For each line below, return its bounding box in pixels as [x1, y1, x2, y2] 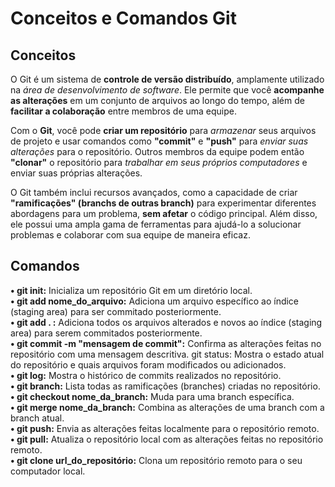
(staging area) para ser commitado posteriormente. [10, 305, 222, 317]
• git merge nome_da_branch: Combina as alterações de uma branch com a [10, 401, 325, 413]
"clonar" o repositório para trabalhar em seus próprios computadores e [10, 157, 308, 168]
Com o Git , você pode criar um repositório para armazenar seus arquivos [10, 125, 317, 136]
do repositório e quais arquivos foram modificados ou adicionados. [10, 358, 287, 371]
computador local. [10, 465, 86, 477]
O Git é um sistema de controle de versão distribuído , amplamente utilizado [10, 73, 325, 85]
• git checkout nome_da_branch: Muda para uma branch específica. [10, 390, 295, 402]
